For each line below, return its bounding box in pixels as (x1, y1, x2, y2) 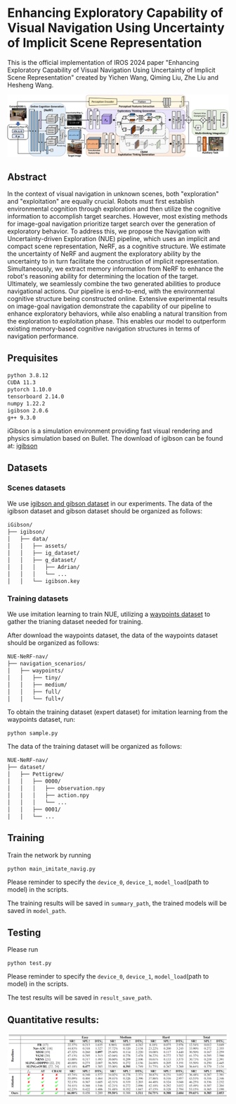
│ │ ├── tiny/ (7, 674, 61, 681)
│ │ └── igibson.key (7, 577, 80, 584)
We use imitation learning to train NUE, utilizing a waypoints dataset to (7, 610, 211, 618)
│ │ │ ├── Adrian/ (7, 563, 80, 570)
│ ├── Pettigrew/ (7, 771, 65, 778)
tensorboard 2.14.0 (7, 393, 65, 400)
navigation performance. (7, 332, 79, 340)
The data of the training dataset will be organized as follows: (7, 742, 183, 750)
